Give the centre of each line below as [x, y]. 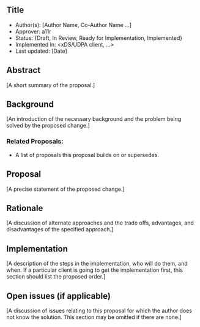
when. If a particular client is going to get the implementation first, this [95, 270]
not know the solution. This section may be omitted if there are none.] [94, 317]
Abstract [24, 70]
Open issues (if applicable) [59, 296]
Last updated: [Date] [41, 51]
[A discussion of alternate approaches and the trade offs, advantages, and [100, 223]
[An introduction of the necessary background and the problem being [94, 119]
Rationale [25, 208]
